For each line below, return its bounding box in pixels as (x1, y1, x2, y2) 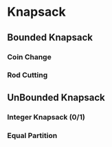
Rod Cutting (7, 70, 48, 80)
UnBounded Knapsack (7, 91, 105, 103)
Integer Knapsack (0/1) (7, 112, 86, 122)
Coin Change (7, 52, 52, 62)
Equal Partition (7, 131, 58, 140)
